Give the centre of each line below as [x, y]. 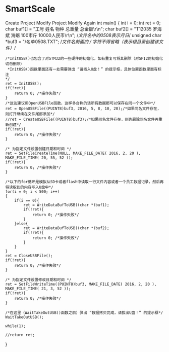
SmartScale [30, 9]
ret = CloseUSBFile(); [29, 256]
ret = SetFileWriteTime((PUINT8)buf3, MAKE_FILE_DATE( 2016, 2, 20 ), [81, 284]
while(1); [16, 326]
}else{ [21, 224]
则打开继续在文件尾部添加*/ [30, 114]
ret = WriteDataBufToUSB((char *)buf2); [66, 228]
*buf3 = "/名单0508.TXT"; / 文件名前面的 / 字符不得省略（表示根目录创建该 [82, 42]
